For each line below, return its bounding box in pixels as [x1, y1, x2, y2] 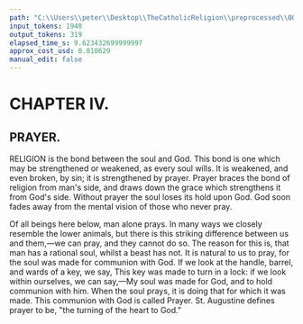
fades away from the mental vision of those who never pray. [9, 202, 233, 211]
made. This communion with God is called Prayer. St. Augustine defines [9, 295, 275, 306]
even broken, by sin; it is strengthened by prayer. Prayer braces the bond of [9, 173, 290, 183]
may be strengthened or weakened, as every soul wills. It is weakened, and [9, 163, 289, 174]
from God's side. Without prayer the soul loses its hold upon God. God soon [9, 192, 291, 202]
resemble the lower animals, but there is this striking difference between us [9, 229, 289, 238]
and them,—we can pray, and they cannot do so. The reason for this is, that [9, 238, 290, 248]
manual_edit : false [9, 55, 83, 64]
